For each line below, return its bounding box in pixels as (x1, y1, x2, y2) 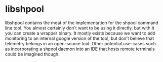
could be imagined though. (5, 51, 60, 57)
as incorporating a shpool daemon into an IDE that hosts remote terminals (5, 46, 155, 52)
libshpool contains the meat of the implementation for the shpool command (5, 20, 159, 26)
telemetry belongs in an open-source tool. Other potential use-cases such (5, 40, 156, 46)
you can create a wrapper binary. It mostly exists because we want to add (5, 30, 156, 36)
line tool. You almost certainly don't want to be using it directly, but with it (5, 25, 155, 31)
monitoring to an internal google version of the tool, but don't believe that (5, 35, 154, 41)
